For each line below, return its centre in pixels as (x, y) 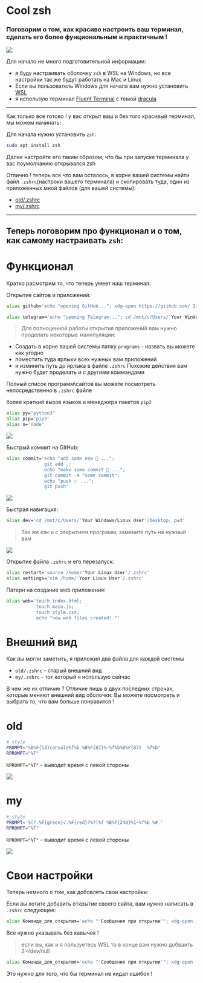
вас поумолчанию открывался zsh (51, 163)
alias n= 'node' (25, 425)
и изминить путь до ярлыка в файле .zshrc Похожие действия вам (101, 366)
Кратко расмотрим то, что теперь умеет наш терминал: (79, 283)
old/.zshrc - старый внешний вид (58, 671)
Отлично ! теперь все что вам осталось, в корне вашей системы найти (98, 175)
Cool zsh (29, 11)
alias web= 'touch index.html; (44, 601)
